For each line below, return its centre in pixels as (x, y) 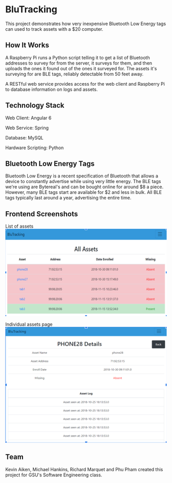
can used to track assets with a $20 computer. (54, 29)
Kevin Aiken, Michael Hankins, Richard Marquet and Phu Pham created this (84, 469)
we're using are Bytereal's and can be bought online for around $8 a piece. (84, 187)
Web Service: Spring (27, 128)
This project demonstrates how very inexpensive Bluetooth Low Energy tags (86, 24)
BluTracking (31, 9)
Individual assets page (29, 324)
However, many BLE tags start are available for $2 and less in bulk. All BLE (84, 192)
